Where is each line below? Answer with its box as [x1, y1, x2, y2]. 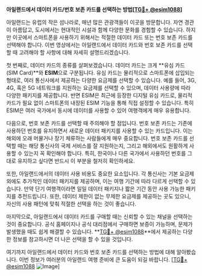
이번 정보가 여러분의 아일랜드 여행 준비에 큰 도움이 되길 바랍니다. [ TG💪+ [19, 256, 188, 263]
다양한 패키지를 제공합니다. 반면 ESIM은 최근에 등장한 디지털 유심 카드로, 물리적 [6, 92, 193, 99]
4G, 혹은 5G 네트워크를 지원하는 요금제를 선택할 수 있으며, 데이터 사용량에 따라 [6, 84, 191, 91]
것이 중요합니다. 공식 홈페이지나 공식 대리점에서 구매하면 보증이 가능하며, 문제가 [6, 221, 193, 228]
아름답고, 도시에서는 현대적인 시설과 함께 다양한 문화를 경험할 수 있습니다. [12, 27, 185, 33]
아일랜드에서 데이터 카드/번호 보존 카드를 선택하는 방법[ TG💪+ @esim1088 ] [6, 6, 183, 13]
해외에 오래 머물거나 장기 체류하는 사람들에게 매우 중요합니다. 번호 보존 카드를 [6, 135, 188, 142]
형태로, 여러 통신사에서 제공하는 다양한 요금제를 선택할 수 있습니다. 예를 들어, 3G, [6, 77, 197, 84]
